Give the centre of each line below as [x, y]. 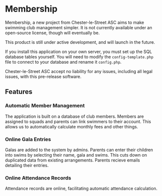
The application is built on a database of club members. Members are [74, 116]
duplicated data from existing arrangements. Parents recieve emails [73, 160]
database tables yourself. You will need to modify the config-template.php [79, 56]
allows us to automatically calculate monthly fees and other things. [72, 126]
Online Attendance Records [38, 178]
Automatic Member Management [45, 106]
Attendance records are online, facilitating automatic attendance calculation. [81, 189]
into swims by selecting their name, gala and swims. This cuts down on [76, 155]
